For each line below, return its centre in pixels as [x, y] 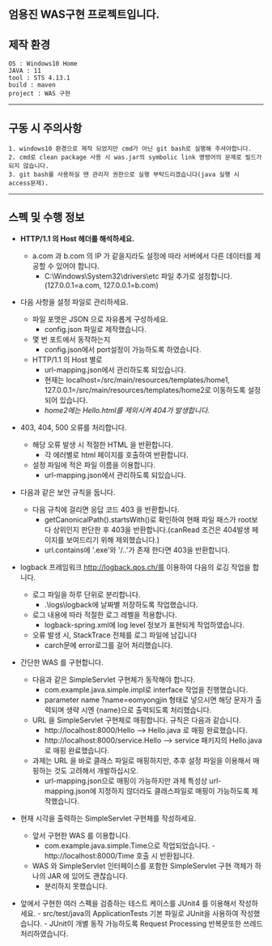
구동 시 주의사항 [45, 128]
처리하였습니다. [44, 933]
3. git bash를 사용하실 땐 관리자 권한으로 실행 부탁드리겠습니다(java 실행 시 [124, 175]
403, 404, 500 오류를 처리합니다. [73, 427]
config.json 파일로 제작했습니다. [96, 329]
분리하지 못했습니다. [76, 886]
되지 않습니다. [29, 166]
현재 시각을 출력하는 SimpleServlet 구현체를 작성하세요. [108, 818]
